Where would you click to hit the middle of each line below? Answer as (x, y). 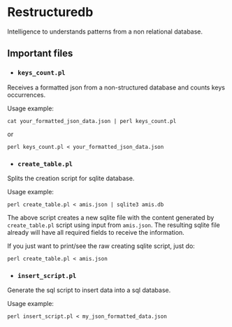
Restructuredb (50, 12)
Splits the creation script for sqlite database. (71, 178)
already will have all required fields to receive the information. (96, 232)
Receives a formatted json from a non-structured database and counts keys (116, 87)
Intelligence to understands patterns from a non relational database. (105, 31)
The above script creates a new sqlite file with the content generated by (111, 217)
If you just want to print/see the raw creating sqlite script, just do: (101, 246)
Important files (40, 53)
